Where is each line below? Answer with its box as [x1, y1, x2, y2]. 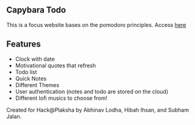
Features [6, 39, 41, 50]
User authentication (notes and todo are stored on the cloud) [15, 88, 169, 95]
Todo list [15, 68, 37, 75]
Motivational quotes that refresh [15, 61, 96, 69]
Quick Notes [15, 75, 47, 82]
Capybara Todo [6, 5, 66, 15]
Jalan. [6, 113, 22, 120]
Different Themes [15, 81, 60, 88]
